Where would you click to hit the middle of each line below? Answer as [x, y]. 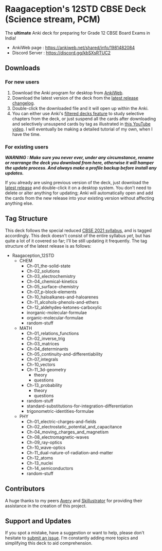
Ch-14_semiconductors [50, 468]
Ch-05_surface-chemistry [53, 286]
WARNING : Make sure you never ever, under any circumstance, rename [80, 157]
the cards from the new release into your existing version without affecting [80, 198]
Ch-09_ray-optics [44, 442]
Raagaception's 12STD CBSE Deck [76, 9]
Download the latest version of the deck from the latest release [75, 98]
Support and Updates [38, 521]
